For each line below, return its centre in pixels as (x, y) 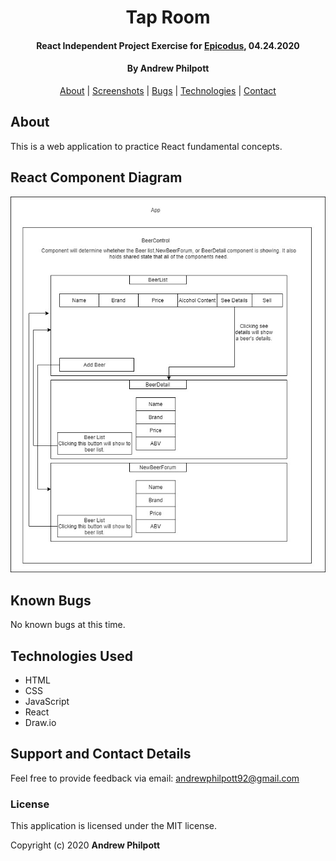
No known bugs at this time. (68, 625)
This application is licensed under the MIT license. (114, 826)
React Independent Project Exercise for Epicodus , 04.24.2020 (168, 45)
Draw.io (40, 723)
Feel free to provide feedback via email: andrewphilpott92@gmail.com (155, 778)
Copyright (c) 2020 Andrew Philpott (85, 845)
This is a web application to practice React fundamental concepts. (146, 146)
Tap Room (168, 17)
